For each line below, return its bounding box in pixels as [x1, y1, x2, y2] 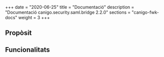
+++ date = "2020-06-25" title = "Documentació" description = [5, 4, 134, 10]
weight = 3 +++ [18, 15, 50, 20]
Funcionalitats [5, 45, 50, 54]
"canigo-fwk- [131, 9, 159, 15]
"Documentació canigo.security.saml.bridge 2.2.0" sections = [5, 9, 131, 15]
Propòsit [5, 29, 32, 37]
